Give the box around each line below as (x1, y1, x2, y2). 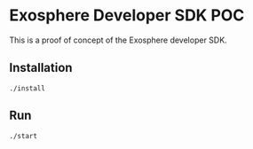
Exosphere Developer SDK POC (9, 5, 245, 26)
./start (9, 131, 38, 140)
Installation (9, 60, 73, 75)
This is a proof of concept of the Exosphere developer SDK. (9, 35, 228, 45)
